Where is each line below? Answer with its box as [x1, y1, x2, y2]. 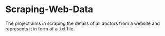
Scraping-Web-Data [5, 4, 94, 15]
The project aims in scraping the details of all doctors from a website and [5, 20, 160, 26]
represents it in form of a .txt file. [5, 25, 75, 31]
